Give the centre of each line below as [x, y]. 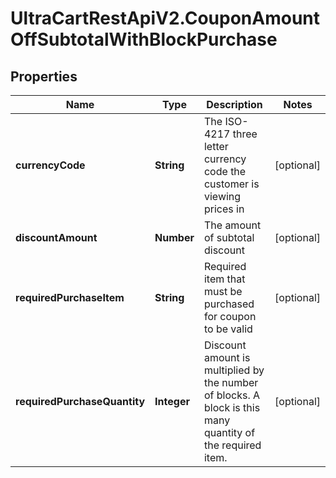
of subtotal [229, 237]
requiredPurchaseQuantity [80, 401]
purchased [229, 304]
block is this [232, 407]
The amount [232, 225]
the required [232, 445]
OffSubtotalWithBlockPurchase [144, 39]
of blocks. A [232, 395]
